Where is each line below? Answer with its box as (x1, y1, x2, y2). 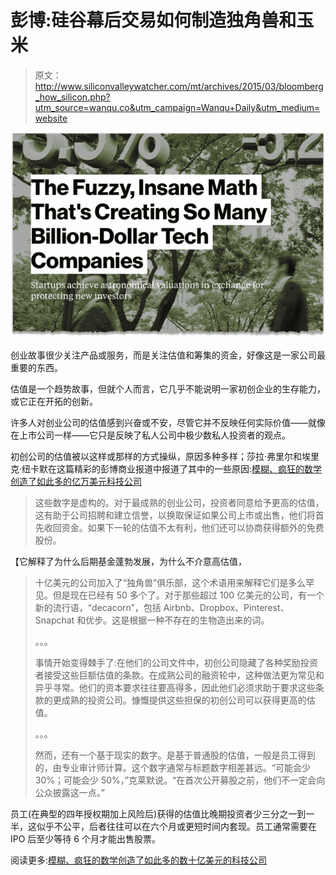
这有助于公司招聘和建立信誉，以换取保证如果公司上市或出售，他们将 (34, 509, 316, 521)
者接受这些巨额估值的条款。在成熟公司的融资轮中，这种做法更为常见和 (34, 669, 325, 681)
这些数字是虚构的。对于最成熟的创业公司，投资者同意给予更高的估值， (34, 497, 325, 509)
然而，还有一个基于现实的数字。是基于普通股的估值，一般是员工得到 (34, 749, 316, 761)
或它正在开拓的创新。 (10, 396, 98, 408)
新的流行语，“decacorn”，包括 (34, 602, 162, 614)
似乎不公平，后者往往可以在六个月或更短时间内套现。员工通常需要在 (36, 821, 317, 833)
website (34, 112, 68, 124)
